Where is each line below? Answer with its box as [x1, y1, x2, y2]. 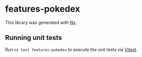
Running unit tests [5, 34, 62, 42]
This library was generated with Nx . [5, 19, 77, 25]
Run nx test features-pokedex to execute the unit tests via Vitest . [5, 46, 138, 52]
